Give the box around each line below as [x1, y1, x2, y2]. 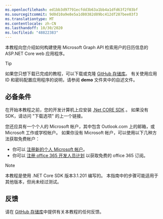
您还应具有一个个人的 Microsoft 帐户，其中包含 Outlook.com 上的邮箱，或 [5, 123, 155, 129]
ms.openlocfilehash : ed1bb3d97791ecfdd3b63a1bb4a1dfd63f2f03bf [5, 7, 138, 12]
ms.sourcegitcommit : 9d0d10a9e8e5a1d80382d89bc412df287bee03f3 [5, 12, 138, 17]
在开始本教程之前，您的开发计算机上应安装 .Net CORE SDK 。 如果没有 [5, 107, 149, 113]
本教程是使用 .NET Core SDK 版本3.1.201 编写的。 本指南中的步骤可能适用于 [5, 173, 159, 178]
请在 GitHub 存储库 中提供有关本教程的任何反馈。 [5, 209, 104, 215]
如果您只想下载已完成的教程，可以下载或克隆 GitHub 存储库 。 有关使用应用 [5, 71, 157, 77]
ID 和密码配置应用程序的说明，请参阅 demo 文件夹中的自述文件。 [5, 77, 138, 83]
